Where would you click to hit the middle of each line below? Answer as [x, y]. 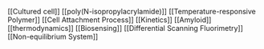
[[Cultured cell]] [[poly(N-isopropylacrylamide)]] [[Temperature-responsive [132, 11]
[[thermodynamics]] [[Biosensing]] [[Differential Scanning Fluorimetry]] [126, 28]
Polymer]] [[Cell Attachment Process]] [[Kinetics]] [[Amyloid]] [110, 20]
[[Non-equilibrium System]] [53, 36]
